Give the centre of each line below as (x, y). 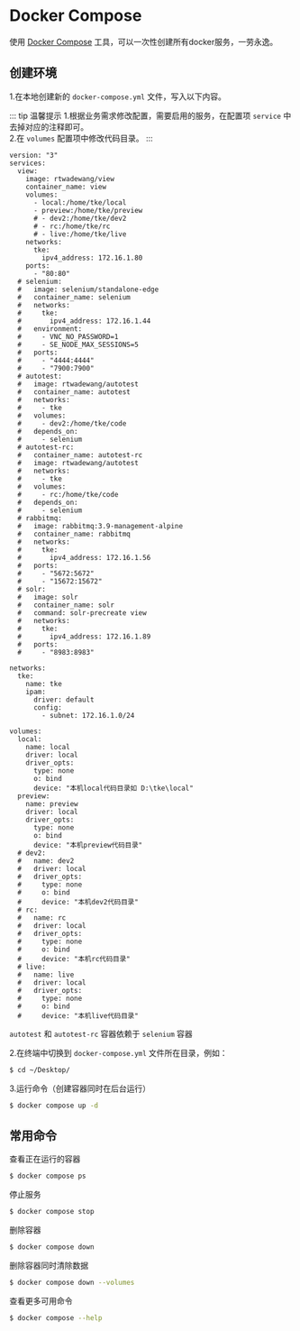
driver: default (64, 700)
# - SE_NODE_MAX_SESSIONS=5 (78, 344)
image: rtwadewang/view (70, 179)
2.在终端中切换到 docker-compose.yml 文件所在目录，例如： (118, 1052)
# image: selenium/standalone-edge (88, 289)
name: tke (44, 684)
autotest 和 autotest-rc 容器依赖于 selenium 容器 (101, 1033)
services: (28, 163)
